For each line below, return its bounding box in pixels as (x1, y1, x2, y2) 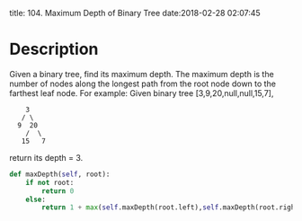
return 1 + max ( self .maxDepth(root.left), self (41, 203, 219, 212)
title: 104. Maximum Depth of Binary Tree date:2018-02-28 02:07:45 (9, 8, 261, 18)
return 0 (41, 186, 75, 196)
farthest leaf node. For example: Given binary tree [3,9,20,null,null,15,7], (9, 87, 274, 98)
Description (9, 40, 99, 59)
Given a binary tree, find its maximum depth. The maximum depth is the (9, 68, 274, 79)
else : (25, 195, 47, 204)
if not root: (25, 178, 75, 187)
